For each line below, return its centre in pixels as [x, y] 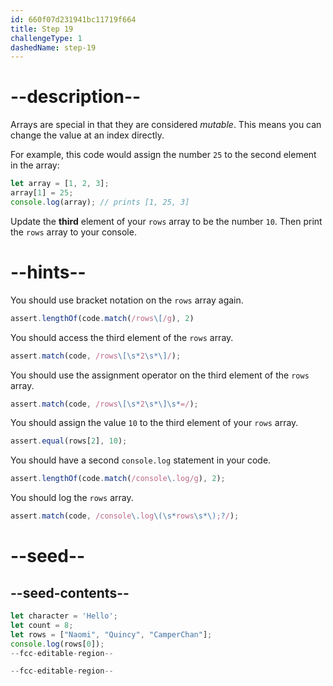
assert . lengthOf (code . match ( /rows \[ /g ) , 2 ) [102, 318]
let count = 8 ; [42, 625]
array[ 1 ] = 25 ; [42, 193]
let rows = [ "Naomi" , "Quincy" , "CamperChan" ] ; [111, 634]
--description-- [76, 97]
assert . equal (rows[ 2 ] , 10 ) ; [69, 441]
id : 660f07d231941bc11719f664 [73, 19]
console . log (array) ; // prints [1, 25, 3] [100, 202]
